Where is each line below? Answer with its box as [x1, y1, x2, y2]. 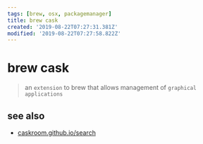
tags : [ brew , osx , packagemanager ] [7, 10, 112, 18]
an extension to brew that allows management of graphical [24, 84, 197, 92]
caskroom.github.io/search [17, 129, 97, 137]
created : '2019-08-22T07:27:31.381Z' [7, 23, 118, 30]
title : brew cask [7, 17, 59, 24]
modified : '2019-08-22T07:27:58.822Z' [7, 30, 121, 37]
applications [24, 91, 63, 98]
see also [7, 110, 45, 122]
